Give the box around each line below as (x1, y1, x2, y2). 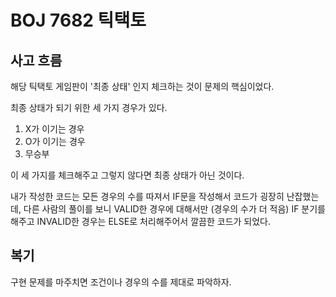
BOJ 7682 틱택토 (10, 9, 147, 32)
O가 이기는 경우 (24, 136, 86, 147)
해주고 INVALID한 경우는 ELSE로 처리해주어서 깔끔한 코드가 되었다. (10, 216, 272, 227)
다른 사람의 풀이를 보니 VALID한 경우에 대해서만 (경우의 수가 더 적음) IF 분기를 (23, 203, 326, 215)
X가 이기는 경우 (24, 123, 85, 135)
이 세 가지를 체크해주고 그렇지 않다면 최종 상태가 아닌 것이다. (10, 169, 245, 181)
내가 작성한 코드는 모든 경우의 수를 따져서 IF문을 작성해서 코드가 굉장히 (10, 191, 285, 202)
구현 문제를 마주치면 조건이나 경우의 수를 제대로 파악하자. (10, 276, 232, 288)
